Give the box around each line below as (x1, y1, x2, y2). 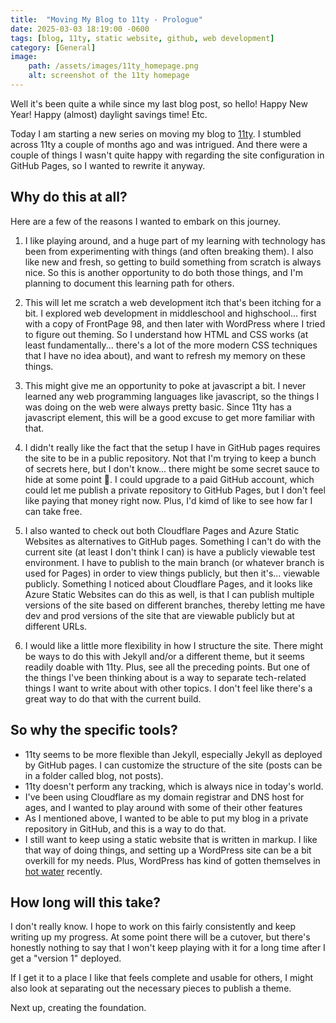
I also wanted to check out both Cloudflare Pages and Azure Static (24, 524, 300, 536)
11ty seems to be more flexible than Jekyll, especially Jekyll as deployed (24, 748, 323, 760)
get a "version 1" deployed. (10, 952, 122, 965)
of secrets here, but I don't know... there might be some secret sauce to (24, 462, 320, 475)
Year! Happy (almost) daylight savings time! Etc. (10, 108, 208, 120)
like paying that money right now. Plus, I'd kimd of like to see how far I (24, 494, 313, 506)
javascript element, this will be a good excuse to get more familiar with (24, 411, 316, 423)
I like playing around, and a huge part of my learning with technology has (24, 234, 326, 246)
